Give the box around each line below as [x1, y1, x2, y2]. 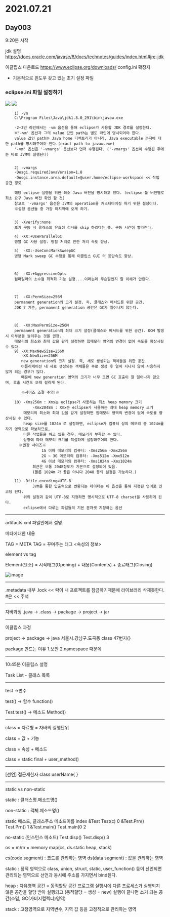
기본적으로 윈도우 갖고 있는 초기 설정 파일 [12, 75, 94, 81]
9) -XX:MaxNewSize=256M [14, 349, 65, 354]
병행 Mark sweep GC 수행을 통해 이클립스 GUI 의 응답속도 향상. [14, 254, 134, 259]
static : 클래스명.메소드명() [5, 797, 58, 803]
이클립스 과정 [5, 624, 31, 631]
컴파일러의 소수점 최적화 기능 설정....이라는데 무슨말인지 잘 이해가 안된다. [14, 277, 151, 282]
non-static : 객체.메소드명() [5, 808, 60, 814]
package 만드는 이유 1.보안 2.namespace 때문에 [5, 646, 102, 652]
